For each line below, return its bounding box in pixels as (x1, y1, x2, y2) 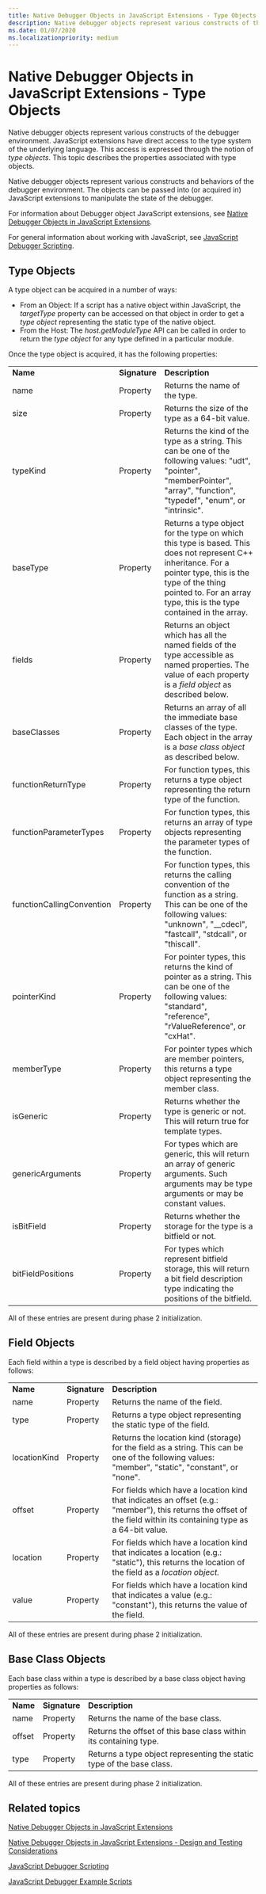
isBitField (12, 1221, 47, 1232)
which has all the (164, 630, 227, 640)
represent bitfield (164, 1253, 228, 1264)
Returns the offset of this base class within (88, 1725, 247, 1736)
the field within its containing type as (112, 1514, 249, 1525)
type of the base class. (88, 1758, 173, 1769)
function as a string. (164, 889, 239, 900)
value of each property (164, 669, 249, 680)
